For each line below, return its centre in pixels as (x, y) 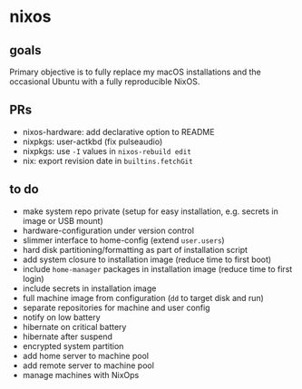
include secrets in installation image (89, 288)
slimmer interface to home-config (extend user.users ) (123, 240)
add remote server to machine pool (88, 365)
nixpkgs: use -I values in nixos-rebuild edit (107, 151)
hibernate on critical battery (74, 326)
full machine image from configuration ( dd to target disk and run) (143, 297)
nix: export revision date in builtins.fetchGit (107, 160)
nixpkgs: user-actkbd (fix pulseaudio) (93, 141)
